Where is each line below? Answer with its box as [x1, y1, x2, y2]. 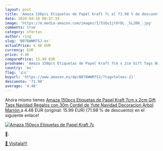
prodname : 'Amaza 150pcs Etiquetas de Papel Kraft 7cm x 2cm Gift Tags [5, 61, 153, 66]
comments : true [5, 25, 36, 30]
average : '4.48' [5, 83, 38, 89]
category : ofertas [5, 30, 42, 34]
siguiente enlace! [5, 112, 39, 118]
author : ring [5, 34, 32, 39]
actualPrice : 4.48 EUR [5, 43, 51, 48]
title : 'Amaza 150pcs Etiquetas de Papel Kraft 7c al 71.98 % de [5, 12, 140, 16]
